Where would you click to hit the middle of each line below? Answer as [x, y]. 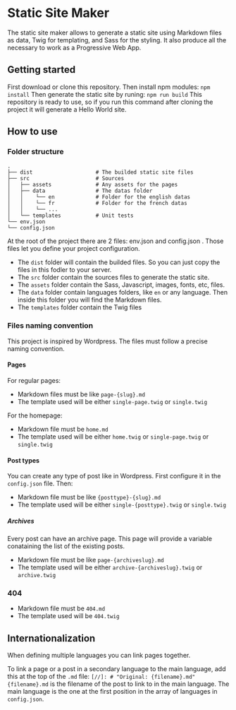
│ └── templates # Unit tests [70, 216]
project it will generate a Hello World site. [67, 109]
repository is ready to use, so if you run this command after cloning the [110, 102]
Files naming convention [50, 326]
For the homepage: [35, 415]
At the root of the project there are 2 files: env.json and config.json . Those [116, 241]
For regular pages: [34, 380]
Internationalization [51, 638]
